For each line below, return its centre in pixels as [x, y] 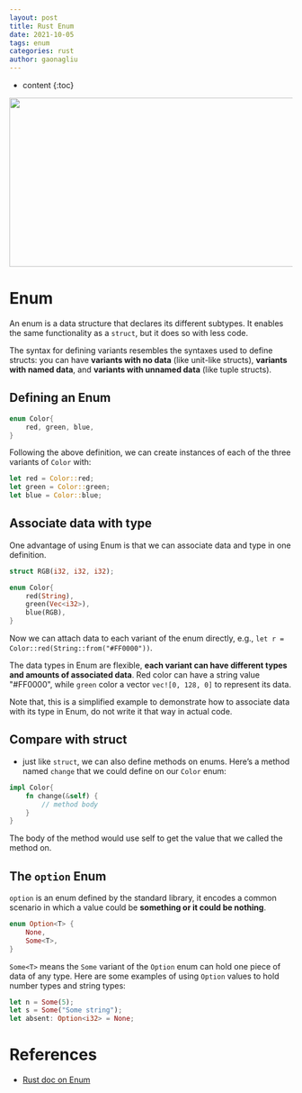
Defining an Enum [60, 398]
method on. [31, 848]
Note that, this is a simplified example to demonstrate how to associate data [150, 702]
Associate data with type [81, 524]
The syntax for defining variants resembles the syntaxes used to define [141, 350]
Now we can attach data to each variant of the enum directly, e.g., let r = [147, 638]
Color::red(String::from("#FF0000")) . [81, 648]
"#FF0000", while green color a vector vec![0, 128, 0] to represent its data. [151, 685]
